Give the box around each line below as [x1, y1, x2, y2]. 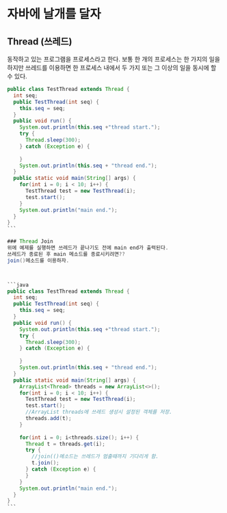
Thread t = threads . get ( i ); [25, 440, 106, 447]
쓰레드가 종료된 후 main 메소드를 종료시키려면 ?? [7, 250, 125, 257]
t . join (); [31, 460, 59, 466]
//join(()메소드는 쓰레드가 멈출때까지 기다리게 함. [31, 453, 159, 460]
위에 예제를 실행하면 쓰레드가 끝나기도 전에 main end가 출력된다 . [7, 244, 169, 251]
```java [7, 281, 29, 288]
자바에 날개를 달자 [7, 6, 101, 22]
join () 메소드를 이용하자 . [7, 257, 70, 264]
